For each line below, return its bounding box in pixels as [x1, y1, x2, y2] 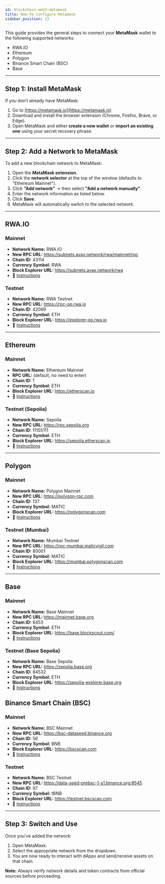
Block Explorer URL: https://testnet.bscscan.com [12, 795, 112, 802]
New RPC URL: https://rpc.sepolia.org [12, 422, 89, 428]
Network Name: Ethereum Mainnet [12, 367, 83, 373]
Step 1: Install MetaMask [5, 84, 82, 93]
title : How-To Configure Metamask [5, 12, 76, 17]
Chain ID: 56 [12, 736, 38, 741]
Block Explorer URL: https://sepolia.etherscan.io [12, 438, 110, 443]
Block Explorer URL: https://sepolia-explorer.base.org [12, 679, 122, 685]
